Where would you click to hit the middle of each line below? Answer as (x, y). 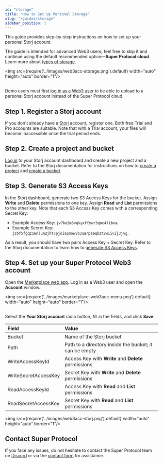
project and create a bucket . (33, 171)
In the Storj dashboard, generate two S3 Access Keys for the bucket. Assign (81, 198)
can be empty (80, 350)
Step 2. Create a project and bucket (59, 149)
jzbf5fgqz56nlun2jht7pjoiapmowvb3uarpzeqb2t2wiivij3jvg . (70, 233)
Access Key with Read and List (100, 386)
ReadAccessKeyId (28, 389)
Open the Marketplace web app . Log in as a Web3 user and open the (74, 282)
